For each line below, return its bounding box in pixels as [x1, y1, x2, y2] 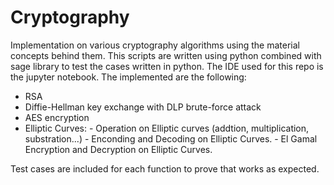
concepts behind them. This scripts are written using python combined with [10, 49, 322, 61]
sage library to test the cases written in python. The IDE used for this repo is [10, 60, 324, 72]
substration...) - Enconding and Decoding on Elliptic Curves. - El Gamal [24, 132, 318, 145]
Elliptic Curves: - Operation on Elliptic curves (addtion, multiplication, [24, 122, 310, 134]
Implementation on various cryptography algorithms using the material [10, 39, 300, 51]
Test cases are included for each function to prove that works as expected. [10, 162, 320, 175]
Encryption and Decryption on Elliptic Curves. [24, 143, 213, 155]
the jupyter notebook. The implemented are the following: [10, 71, 247, 83]
